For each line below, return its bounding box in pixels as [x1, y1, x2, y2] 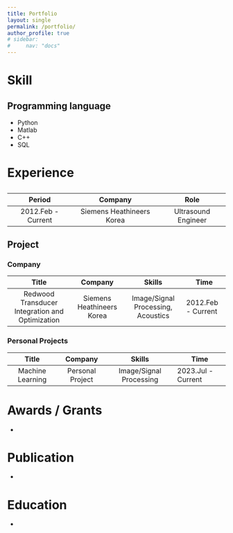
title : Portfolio [7, 10, 58, 17]
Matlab [17, 126, 37, 134]
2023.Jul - [177, 366, 214, 375]
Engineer [178, 215, 207, 224]
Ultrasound [174, 206, 211, 216]
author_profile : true [7, 29, 70, 37]
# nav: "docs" [7, 42, 60, 49]
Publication [7, 450, 74, 466]
